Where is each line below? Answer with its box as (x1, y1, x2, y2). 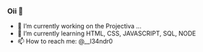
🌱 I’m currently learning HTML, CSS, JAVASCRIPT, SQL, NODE (17, 29, 197, 37)
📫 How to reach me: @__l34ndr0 (17, 37, 113, 46)
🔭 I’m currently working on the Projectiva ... (17, 22, 142, 31)
